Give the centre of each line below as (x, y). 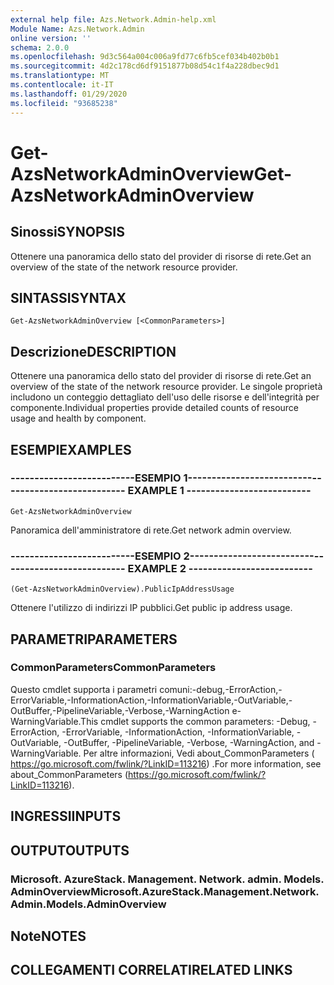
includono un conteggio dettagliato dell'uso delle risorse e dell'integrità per (165, 397)
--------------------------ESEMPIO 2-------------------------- (162, 556)
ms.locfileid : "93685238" (64, 103)
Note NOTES (48, 936)
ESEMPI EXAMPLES (71, 449)
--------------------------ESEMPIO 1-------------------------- (161, 478)
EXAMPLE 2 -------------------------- (220, 568)
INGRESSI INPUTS (66, 816)
